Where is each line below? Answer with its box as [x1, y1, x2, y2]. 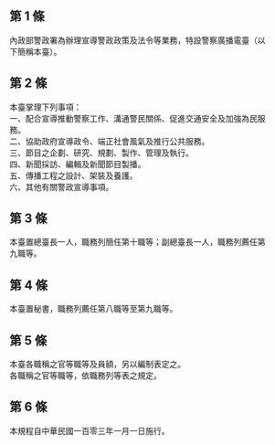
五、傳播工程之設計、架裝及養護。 [9, 170, 138, 181]
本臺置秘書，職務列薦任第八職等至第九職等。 [9, 303, 178, 314]
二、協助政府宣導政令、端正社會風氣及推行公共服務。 [9, 135, 210, 146]
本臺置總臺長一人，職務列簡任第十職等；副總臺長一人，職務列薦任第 [9, 237, 266, 248]
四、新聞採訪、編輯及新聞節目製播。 [9, 158, 146, 169]
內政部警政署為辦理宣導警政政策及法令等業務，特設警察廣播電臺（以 [9, 35, 266, 46]
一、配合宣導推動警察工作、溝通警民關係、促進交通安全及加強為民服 [9, 112, 266, 123]
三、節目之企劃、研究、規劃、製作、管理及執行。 [9, 147, 194, 158]
